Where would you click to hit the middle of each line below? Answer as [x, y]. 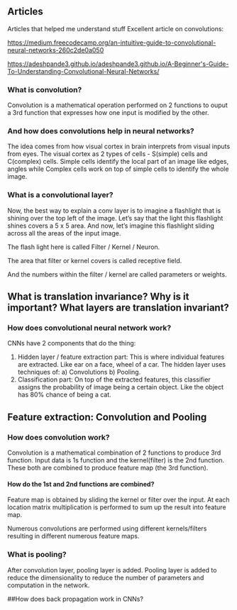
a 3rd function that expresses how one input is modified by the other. [108, 113]
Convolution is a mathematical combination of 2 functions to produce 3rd [114, 453]
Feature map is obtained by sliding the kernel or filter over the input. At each [118, 500]
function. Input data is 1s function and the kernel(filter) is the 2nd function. [116, 460]
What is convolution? [45, 89]
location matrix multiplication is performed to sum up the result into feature [117, 507]
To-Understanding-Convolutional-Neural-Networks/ [83, 71]
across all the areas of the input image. [64, 233]
